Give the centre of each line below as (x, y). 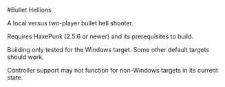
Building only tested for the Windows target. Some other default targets (108, 50)
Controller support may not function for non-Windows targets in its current (113, 70)
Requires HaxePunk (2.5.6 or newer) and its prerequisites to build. (100, 36)
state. (15, 77)
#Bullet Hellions (29, 10)
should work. (26, 57)
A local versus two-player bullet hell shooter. (71, 23)
